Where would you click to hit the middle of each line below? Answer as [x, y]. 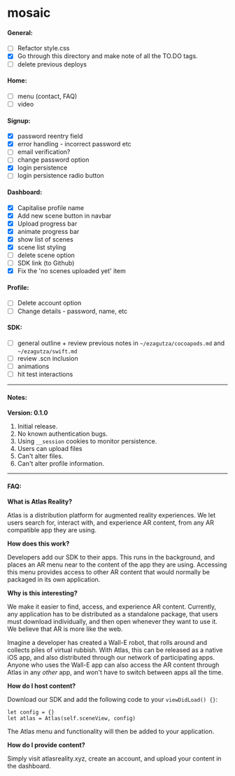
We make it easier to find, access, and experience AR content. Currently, [112, 607]
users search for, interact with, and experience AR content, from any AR [111, 522]
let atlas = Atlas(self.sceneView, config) [72, 719]
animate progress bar [48, 231]
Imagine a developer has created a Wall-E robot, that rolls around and [107, 643]
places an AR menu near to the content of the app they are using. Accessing [117, 564]
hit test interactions [45, 374]
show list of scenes [45, 239]
